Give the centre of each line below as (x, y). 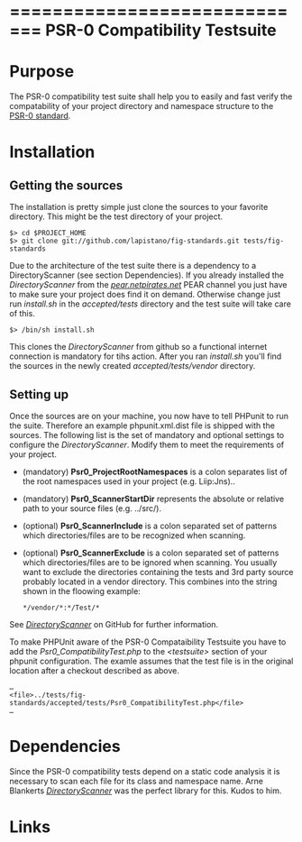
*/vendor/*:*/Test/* (61, 608)
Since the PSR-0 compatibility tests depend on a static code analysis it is (145, 771)
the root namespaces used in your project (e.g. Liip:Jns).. (129, 481)
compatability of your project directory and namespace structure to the (142, 106)
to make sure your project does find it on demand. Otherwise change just (145, 295)
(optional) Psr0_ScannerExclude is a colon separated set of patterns (151, 553)
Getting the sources (66, 185)
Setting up (39, 394)
